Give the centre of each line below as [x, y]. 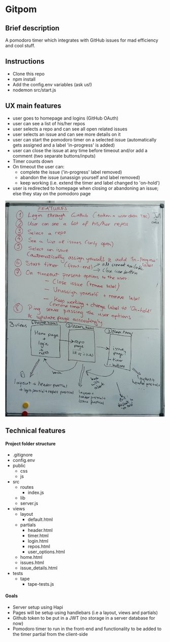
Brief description [32, 28]
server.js [29, 504]
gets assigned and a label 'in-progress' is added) [64, 145]
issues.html [32, 563]
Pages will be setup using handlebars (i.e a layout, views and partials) [85, 613]
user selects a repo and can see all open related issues [70, 129]
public [19, 466]
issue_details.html [39, 568]
